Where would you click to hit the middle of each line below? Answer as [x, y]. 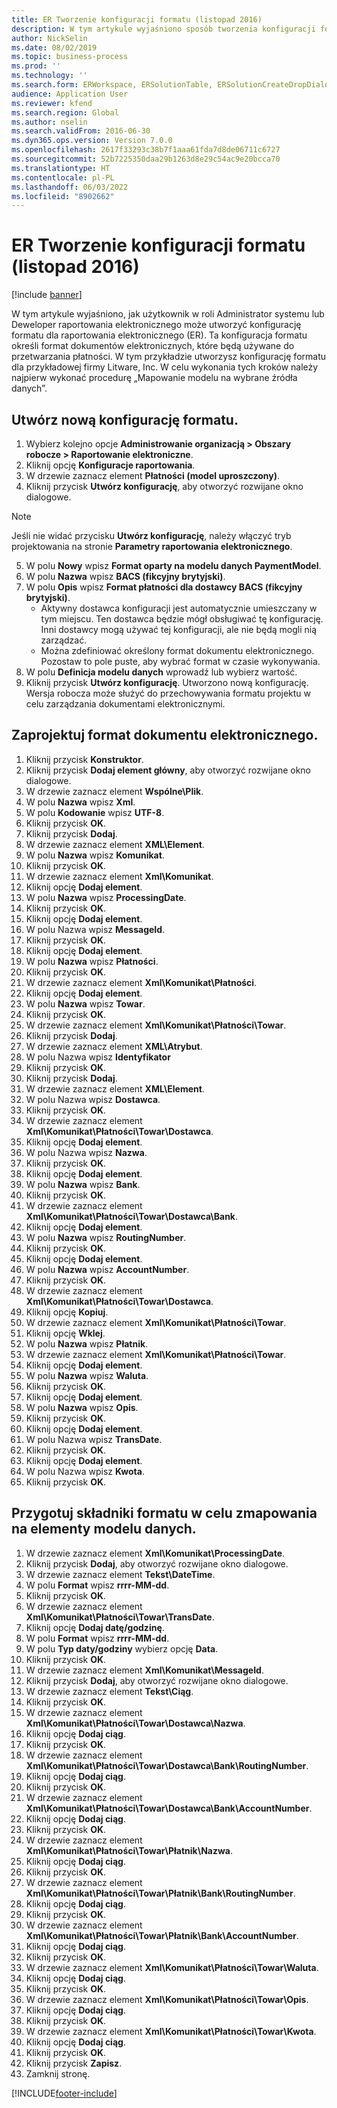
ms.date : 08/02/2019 [54, 47]
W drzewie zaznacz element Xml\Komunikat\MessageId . [144, 1670]
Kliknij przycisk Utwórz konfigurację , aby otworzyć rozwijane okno [164, 486]
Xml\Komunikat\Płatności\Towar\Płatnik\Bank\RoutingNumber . [160, 1893]
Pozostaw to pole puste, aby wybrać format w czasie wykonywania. [180, 661]
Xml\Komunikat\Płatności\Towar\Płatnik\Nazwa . [129, 1850]
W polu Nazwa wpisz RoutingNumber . [106, 1237]
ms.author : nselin [49, 122]
